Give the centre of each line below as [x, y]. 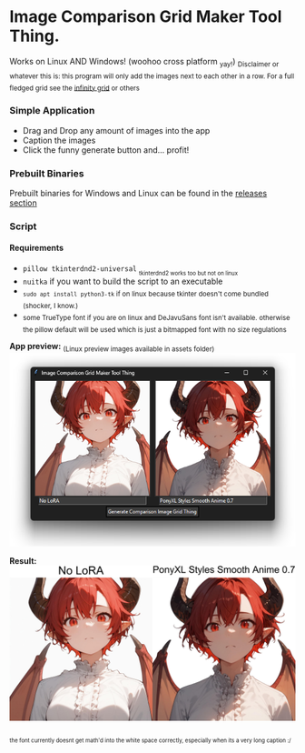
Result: [23, 561]
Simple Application [52, 111]
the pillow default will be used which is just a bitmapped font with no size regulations [155, 329]
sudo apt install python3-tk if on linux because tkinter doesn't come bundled [146, 294]
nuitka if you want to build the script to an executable [123, 281]
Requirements [37, 248]
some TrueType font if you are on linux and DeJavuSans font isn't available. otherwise [156, 317]
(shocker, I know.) [50, 306]
